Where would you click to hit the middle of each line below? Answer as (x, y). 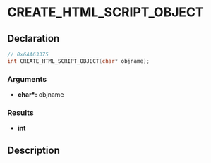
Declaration (34, 38)
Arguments (27, 79)
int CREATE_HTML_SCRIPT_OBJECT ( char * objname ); (79, 61)
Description (34, 150)
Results (20, 112)
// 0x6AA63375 (28, 54)
